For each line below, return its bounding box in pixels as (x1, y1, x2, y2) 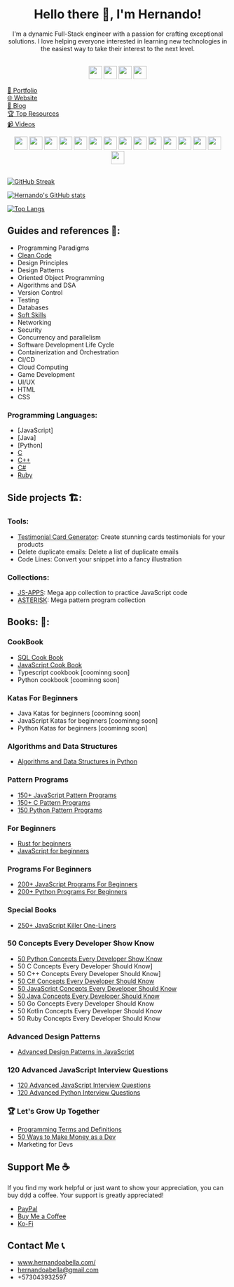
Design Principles (17, 258, 69, 267)
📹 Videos (7, 119, 36, 128)
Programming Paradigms (17, 244, 90, 252)
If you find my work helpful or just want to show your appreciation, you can (7, 1183, 224, 1192)
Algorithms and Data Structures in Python (17, 757, 138, 766)
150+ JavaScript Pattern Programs (17, 791, 117, 799)
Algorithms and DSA (17, 281, 76, 289)
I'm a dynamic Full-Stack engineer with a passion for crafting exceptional (12, 29, 223, 38)
